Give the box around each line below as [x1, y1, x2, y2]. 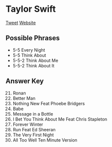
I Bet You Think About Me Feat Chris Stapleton [12, 116, 108, 122]
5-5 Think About [12, 52, 46, 58]
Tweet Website [5, 20, 36, 26]
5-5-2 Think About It [12, 62, 55, 68]
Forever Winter [12, 121, 43, 127]
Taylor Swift [5, 3, 56, 15]
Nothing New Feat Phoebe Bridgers [12, 100, 85, 106]
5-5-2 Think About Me [12, 58, 59, 63]
